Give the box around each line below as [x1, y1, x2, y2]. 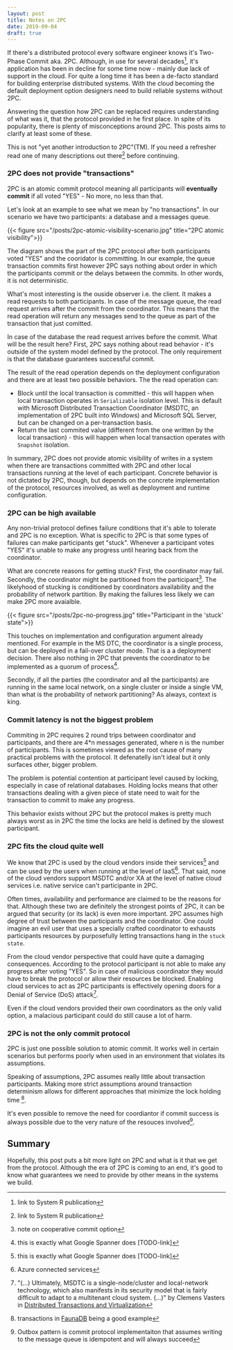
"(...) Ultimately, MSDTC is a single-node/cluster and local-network [17, 1279, 209, 1287]
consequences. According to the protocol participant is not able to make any [7, 960, 226, 968]
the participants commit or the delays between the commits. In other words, [7, 268, 224, 277]
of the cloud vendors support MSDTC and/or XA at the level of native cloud [7, 874, 222, 883]
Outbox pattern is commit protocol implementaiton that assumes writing [17, 1328, 223, 1336]
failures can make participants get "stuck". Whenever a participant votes [7, 539, 215, 547]
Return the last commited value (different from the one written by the [17, 426, 214, 434]
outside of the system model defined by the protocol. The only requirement [7, 347, 222, 356]
